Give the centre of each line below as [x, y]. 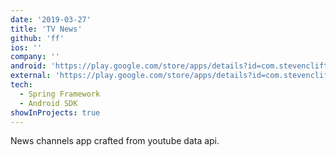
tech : [21, 85]
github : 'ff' [37, 38]
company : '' [35, 57]
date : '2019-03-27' [51, 19]
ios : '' [26, 47]
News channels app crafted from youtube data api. [115, 141]
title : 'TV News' [46, 29]
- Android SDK [48, 103]
